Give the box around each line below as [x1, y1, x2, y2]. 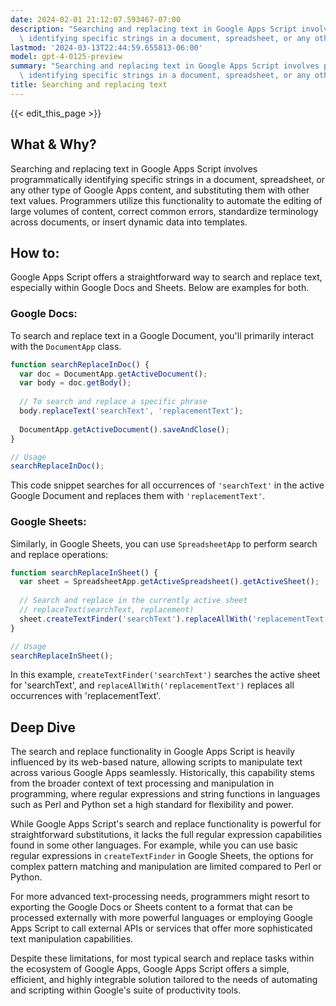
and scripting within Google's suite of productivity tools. [10, 984, 242, 996]
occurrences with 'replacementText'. [10, 690, 162, 702]
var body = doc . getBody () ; [19, 378, 132, 388]
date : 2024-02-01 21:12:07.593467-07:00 [10, 14, 182, 25]
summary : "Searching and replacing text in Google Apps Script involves [10, 61, 320, 71]
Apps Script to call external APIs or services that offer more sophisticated [10, 922, 313, 935]
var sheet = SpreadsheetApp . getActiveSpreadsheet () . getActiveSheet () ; [19, 577, 320, 587]
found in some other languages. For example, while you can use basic [10, 839, 299, 851]
